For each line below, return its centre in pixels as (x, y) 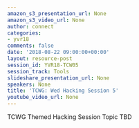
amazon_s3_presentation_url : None (57, 13)
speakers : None (29, 84)
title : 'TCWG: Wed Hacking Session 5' (63, 91)
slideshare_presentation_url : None (58, 78)
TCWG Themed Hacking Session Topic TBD (70, 117)
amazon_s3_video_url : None (46, 20)
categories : (24, 33)
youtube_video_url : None (43, 98)
